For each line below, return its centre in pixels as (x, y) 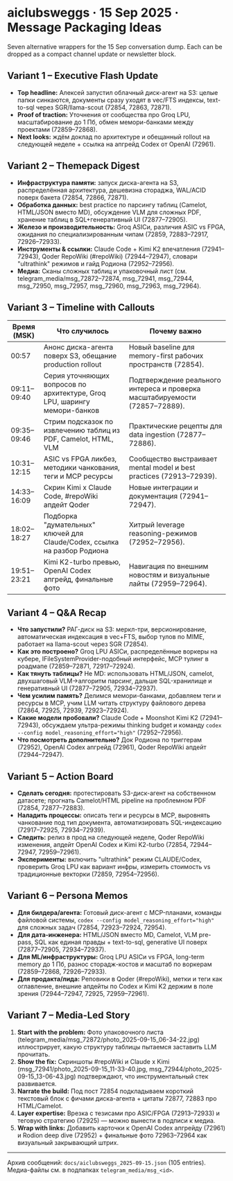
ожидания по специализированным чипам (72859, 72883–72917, (113, 234)
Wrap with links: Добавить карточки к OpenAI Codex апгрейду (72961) (121, 1128)
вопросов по (65, 385)
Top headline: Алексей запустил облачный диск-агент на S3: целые (118, 92)
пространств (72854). (166, 365)
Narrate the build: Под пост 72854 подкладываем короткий (105, 1091)
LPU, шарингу (67, 402)
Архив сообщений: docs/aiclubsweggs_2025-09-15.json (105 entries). (106, 1162)
